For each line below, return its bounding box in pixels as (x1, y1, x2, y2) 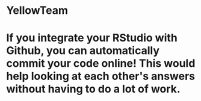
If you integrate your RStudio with (6, 31, 178, 45)
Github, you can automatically (6, 44, 160, 58)
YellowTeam (6, 4, 68, 17)
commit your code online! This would (6, 57, 196, 70)
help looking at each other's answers (6, 70, 196, 83)
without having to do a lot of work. (6, 82, 181, 96)
